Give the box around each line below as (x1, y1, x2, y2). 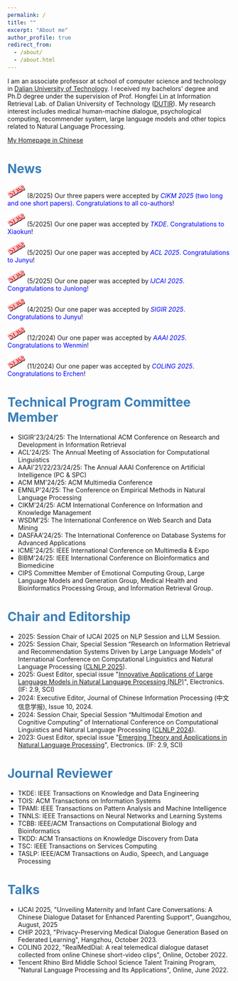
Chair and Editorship (7, 608, 131, 624)
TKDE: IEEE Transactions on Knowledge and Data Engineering (17, 788, 200, 797)
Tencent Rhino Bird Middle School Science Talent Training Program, (17, 958, 217, 966)
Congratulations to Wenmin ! (7, 341, 89, 349)
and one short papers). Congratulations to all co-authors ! (7, 199, 175, 207)
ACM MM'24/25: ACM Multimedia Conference (17, 478, 153, 487)
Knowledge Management (17, 508, 92, 516)
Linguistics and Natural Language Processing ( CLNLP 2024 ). (17, 725, 197, 734)
